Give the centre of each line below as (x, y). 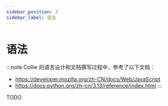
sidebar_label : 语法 (31, 18)
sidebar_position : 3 (32, 12)
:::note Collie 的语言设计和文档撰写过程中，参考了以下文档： (81, 67)
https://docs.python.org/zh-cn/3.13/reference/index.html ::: (89, 86)
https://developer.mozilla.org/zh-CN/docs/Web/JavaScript (88, 79)
